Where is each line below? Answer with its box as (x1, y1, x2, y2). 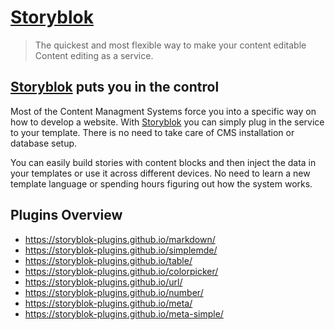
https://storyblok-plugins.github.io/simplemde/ (24, 244, 218, 256)
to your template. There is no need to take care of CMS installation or (10, 126, 295, 138)
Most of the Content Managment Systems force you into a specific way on (10, 105, 317, 117)
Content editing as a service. (34, 49, 154, 61)
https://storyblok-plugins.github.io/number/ (24, 286, 204, 298)
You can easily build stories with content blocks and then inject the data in (10, 156, 317, 168)
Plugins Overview (10, 207, 123, 224)
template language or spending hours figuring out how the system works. (10, 177, 313, 190)
